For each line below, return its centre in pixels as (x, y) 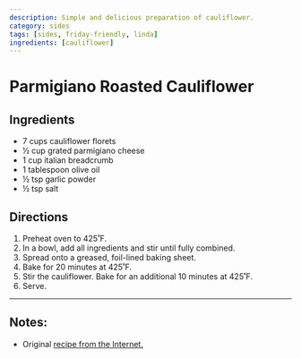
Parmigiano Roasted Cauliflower (132, 87)
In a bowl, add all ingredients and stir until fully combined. (129, 248)
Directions (39, 217)
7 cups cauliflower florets (69, 141)
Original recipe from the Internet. (82, 344)
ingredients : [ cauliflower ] (62, 43)
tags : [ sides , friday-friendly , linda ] (84, 34)
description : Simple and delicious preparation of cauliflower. (132, 17)
